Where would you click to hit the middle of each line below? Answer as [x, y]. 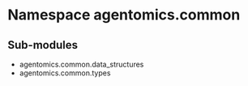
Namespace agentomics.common [124, 15]
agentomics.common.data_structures [81, 64]
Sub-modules [43, 45]
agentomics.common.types [65, 73]
